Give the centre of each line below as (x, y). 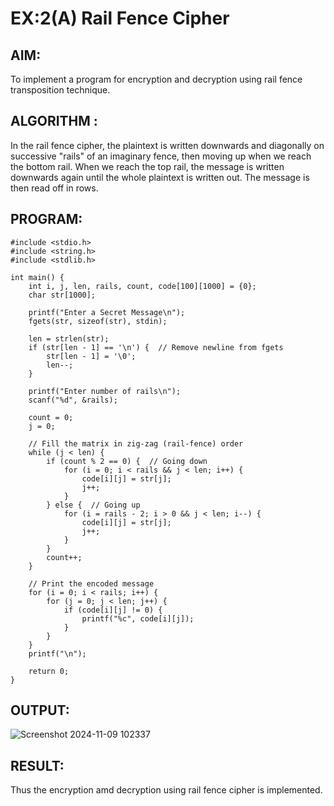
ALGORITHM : (54, 121)
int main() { (37, 277)
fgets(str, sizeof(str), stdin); (98, 321)
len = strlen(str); (69, 338)
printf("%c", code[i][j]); (138, 618)
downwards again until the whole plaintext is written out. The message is (160, 177)
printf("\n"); (57, 653)
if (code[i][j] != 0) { (113, 610)
